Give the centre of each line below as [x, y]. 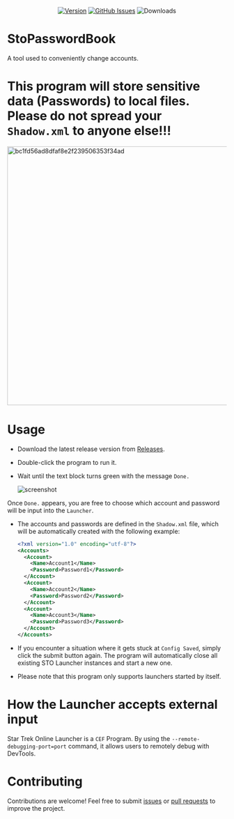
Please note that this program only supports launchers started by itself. [119, 676]
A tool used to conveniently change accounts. [73, 58]
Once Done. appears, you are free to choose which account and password [114, 503]
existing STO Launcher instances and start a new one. [95, 663]
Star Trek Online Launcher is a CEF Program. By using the [89, 738]
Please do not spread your [85, 116]
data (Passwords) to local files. [99, 101]
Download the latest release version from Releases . [91, 449]
